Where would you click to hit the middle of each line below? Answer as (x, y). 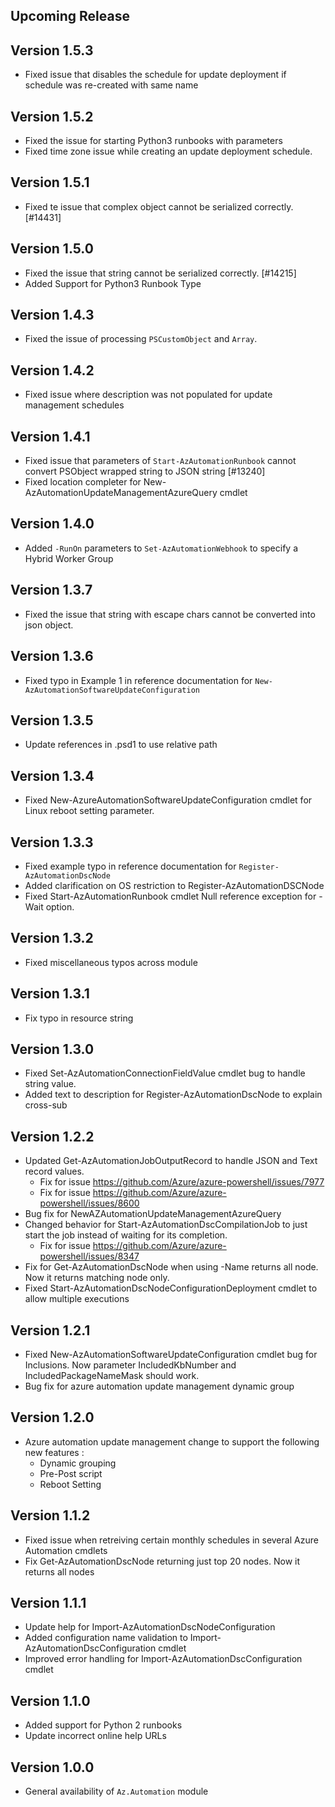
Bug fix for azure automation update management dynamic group (159, 1386)
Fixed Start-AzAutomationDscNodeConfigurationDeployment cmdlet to (171, 1288)
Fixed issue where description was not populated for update (148, 395)
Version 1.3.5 (52, 720)
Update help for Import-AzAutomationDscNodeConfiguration (150, 1627)
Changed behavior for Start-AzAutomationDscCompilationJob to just (166, 1225)
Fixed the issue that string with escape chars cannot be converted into (170, 614)
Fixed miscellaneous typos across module (111, 962)
